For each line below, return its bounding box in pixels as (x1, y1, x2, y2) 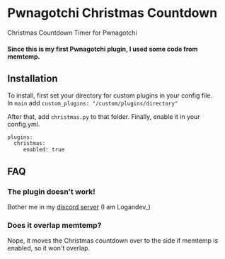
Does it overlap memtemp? (7, 220, 102, 230)
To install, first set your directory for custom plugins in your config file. (7, 91, 213, 100)
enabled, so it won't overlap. (7, 244, 91, 253)
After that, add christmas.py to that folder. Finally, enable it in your (7, 113, 200, 121)
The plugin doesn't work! (7, 186, 96, 196)
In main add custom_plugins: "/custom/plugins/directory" (7, 99, 178, 108)
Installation (7, 72, 58, 84)
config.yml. (7, 120, 40, 129)
